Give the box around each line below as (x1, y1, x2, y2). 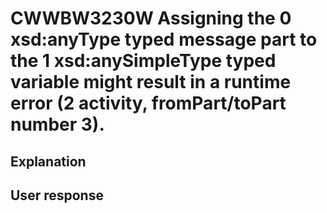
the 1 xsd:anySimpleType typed (10, 50, 277, 72)
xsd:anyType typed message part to (10, 28, 318, 51)
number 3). (10, 113, 105, 136)
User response (10, 187, 104, 204)
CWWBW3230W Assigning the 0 (10, 7, 292, 30)
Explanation (10, 153, 87, 170)
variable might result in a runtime (10, 71, 292, 94)
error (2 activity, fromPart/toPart (10, 92, 287, 115)
